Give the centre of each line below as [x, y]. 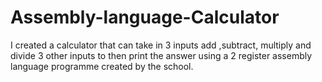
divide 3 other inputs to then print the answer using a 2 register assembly [161, 55]
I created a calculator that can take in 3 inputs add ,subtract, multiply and [161, 45]
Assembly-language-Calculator [145, 17]
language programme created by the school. [102, 66]
